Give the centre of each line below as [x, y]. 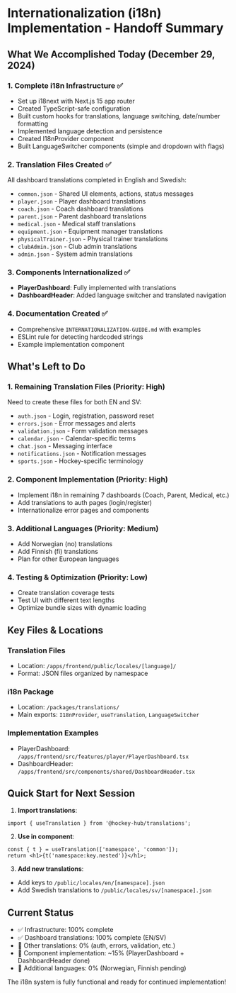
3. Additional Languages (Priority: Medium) [83, 528]
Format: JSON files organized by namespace [83, 673]
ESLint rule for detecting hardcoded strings [80, 337]
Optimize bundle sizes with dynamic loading [82, 608]
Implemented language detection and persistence [90, 131]
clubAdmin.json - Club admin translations [77, 247]
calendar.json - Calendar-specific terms [77, 438]
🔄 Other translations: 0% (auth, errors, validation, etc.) [96, 945]
